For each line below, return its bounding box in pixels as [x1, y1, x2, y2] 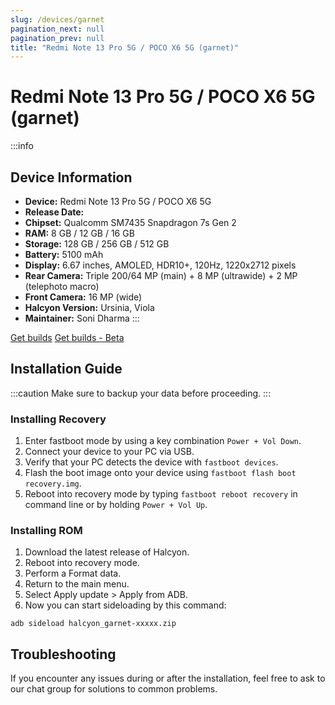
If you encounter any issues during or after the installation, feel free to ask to [10, 672, 326, 685]
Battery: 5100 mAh [24, 249, 104, 260]
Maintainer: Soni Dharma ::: [24, 312, 140, 324]
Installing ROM [10, 524, 83, 538]
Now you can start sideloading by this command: [24, 599, 227, 611]
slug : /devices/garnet [10, 14, 105, 25]
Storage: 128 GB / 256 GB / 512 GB [24, 238, 170, 250]
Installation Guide [10, 361, 123, 378]
